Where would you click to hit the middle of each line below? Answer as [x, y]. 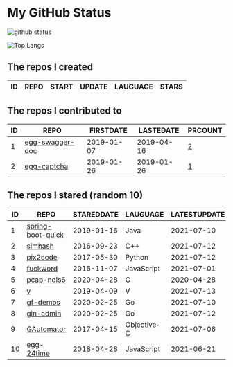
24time [38, 353]
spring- [39, 226]
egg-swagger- [50, 142]
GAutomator [46, 329]
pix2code [42, 258]
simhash [40, 246]
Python [137, 258]
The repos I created [50, 67]
